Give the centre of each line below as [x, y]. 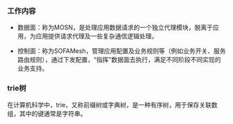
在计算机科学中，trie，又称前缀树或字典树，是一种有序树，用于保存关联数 [112, 104]
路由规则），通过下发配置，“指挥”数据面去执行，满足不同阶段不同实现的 [119, 60]
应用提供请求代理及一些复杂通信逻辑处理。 [97, 36]
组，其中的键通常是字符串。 [47, 114]
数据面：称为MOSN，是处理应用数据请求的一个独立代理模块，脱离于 [115, 28]
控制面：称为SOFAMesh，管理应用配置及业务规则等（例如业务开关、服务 [121, 51]
